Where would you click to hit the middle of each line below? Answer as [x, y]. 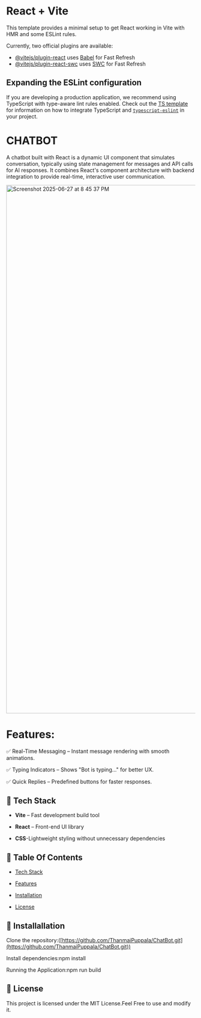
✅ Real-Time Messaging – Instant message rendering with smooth [88, 751]
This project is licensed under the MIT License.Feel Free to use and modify [98, 1003]
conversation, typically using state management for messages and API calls [100, 164]
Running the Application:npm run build [54, 970]
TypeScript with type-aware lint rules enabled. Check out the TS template [97, 103]
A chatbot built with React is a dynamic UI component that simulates [91, 157]
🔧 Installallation [35, 926]
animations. [20, 758]
